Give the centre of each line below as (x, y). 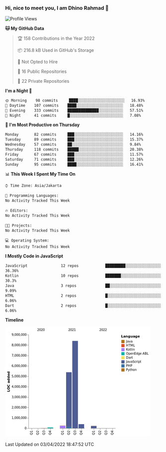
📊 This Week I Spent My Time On (40, 174)
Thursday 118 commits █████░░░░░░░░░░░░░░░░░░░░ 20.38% (74, 150)
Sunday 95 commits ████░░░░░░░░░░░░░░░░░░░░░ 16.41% (74, 165)
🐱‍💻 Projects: (19, 226)
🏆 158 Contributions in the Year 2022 (56, 38)
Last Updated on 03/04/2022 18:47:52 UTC (50, 445)
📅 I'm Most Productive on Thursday (42, 125)
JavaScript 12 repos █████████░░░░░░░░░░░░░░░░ (83, 266)
